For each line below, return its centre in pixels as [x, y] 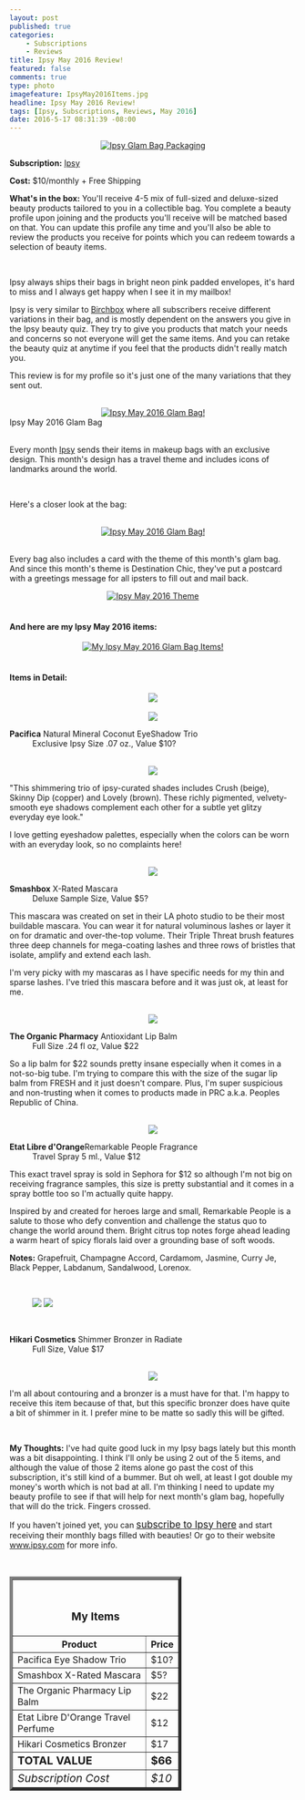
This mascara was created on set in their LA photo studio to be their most [147, 916]
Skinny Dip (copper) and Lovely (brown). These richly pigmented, [132, 797]
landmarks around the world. [64, 469]
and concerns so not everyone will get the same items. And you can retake [150, 339]
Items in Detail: [39, 677]
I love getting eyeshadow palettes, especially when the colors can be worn [149, 834]
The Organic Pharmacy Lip [75, 1691]
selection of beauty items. [58, 247]
